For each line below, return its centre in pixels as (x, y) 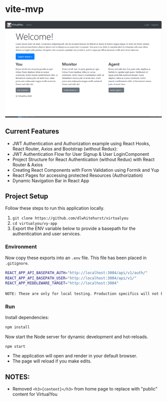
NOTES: (18, 377)
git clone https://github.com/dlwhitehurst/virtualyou (70, 218)
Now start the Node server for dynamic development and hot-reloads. (77, 337)
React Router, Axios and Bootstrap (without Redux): (65, 149)
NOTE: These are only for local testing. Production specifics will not (82, 294)
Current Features (32, 132)
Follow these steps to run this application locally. (55, 208)
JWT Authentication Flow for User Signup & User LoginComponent (81, 154)
